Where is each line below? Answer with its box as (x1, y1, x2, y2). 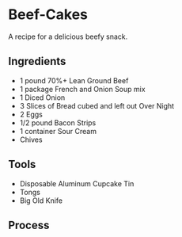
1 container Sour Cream (19, 126, 97, 136)
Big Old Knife (19, 196, 63, 205)
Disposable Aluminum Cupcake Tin (19, 178, 135, 188)
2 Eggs (19, 109, 44, 119)
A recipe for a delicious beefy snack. (8, 32, 128, 41)
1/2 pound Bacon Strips (19, 117, 97, 128)
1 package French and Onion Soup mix (19, 84, 146, 94)
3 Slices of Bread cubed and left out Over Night (19, 101, 175, 110)
